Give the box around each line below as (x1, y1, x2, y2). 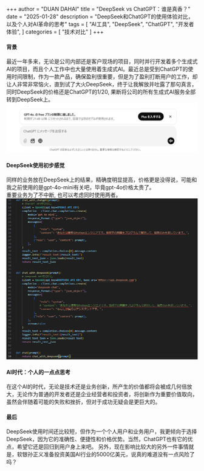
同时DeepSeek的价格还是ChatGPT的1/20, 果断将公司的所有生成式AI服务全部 (6, 88, 196, 96)
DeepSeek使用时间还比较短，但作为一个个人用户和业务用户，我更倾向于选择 (6, 428, 197, 435)
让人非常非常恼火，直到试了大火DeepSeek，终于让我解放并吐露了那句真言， (6, 81, 197, 88)
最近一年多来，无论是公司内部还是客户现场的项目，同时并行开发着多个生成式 (6, 58, 198, 65)
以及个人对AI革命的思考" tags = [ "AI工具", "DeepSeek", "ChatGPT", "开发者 (6, 21, 194, 27)
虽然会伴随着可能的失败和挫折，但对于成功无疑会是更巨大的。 (6, 398, 161, 406)
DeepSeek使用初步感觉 (6, 161, 65, 169)
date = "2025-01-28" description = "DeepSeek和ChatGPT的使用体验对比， (6, 13, 194, 20)
